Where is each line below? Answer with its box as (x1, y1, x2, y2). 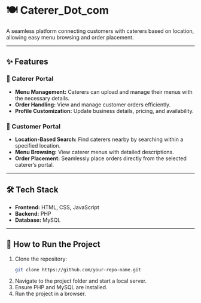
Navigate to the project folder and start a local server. (14, 277, 147, 284)
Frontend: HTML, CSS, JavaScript (14, 203, 100, 211)
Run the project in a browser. (14, 290, 86, 298)
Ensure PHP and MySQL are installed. (14, 284, 108, 291)
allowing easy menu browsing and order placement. (6, 33, 134, 41)
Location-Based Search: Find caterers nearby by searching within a (14, 136, 184, 143)
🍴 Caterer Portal (6, 75, 54, 83)
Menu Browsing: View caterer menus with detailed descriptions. (14, 148, 175, 155)
